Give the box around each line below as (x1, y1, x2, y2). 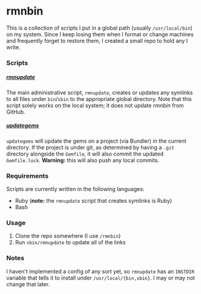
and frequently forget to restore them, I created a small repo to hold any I (6, 37, 188, 44)
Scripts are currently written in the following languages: (6, 186, 145, 193)
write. (6, 44, 21, 51)
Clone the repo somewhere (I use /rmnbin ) (15, 232, 121, 240)
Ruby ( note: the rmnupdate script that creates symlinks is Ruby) (15, 197, 173, 204)
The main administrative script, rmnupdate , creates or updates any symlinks (6, 89, 193, 96)
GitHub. (6, 108, 25, 116)
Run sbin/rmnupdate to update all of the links (15, 239, 126, 246)
